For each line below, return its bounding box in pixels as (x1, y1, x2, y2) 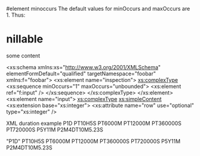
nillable (6, 32, 44, 46)
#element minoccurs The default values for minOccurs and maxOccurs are (6, 5, 190, 12)
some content (6, 52, 41, 59)
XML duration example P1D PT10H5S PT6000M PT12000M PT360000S (6, 120, 182, 127)
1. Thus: (6, 11, 26, 19)
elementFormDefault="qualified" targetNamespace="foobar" (6, 70, 156, 77)
